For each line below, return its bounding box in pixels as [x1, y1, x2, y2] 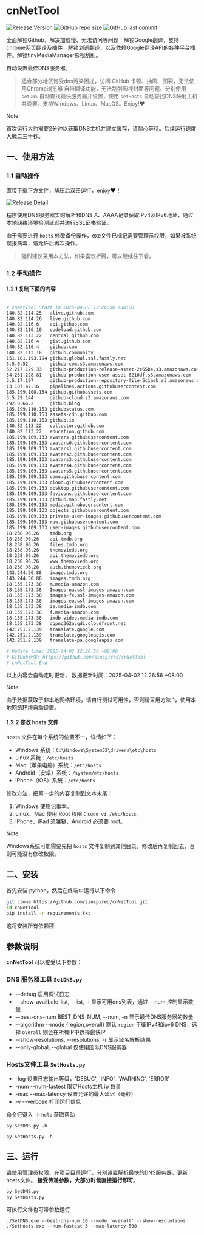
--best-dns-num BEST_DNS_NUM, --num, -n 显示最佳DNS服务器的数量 [15, 1013, 194, 1021]
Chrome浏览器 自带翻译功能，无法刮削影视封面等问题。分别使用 [26, 84, 187, 92]
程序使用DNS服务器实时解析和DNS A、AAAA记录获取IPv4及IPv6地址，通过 [6, 211, 194, 219]
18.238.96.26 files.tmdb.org [6, 541, 88, 547]
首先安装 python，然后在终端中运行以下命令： [6, 886, 121, 894]
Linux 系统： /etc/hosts [15, 754, 74, 761]
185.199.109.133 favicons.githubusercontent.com [6, 490, 132, 497]
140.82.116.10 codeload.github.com [6, 327, 102, 333]
